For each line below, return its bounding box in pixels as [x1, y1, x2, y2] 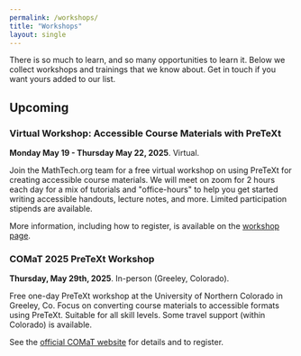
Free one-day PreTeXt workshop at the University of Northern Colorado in [9, 290, 284, 302]
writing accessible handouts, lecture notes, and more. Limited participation [9, 194, 287, 205]
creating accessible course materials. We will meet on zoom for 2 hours [9, 175, 276, 186]
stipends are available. [9, 204, 93, 215]
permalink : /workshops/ [9, 13, 99, 23]
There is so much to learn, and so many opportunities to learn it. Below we [9, 55, 286, 66]
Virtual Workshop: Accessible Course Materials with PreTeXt [9, 127, 282, 140]
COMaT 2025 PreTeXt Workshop [9, 252, 155, 265]
